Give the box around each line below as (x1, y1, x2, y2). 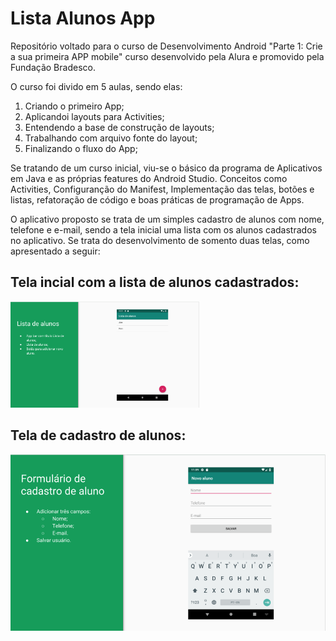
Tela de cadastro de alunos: (10, 427, 187, 444)
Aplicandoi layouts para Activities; (24, 110, 165, 122)
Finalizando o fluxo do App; (24, 142, 138, 154)
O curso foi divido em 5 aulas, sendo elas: (10, 80, 183, 92)
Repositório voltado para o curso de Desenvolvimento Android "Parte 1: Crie (10, 40, 323, 52)
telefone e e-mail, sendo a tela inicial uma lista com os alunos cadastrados (10, 223, 317, 236)
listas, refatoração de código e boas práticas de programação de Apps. (10, 193, 305, 206)
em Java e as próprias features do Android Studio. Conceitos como (10, 172, 288, 184)
